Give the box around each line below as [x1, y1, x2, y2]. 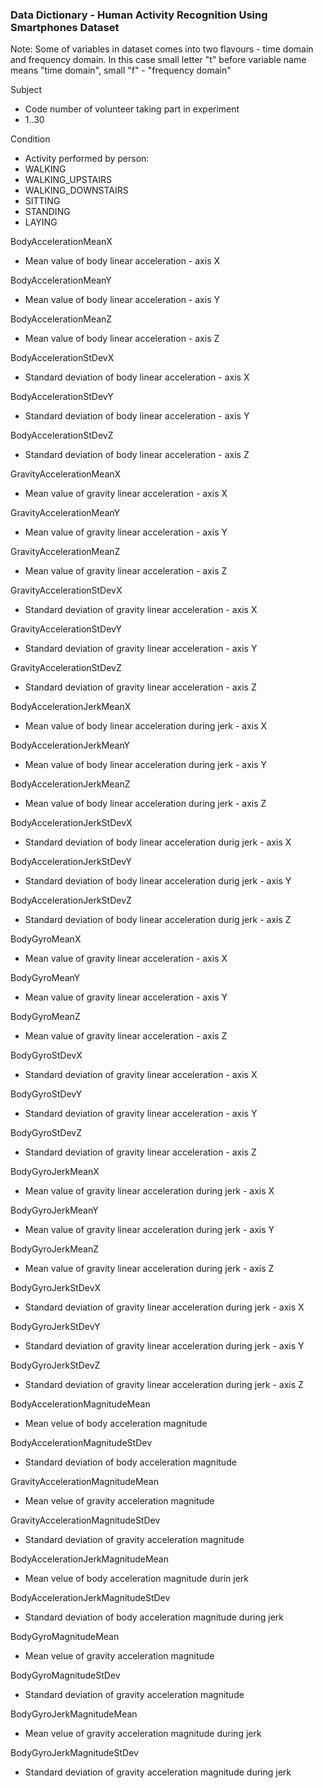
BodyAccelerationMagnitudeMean [10, 1398, 151, 1410]
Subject [10, 84, 42, 96]
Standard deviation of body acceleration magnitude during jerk [24, 1611, 284, 1623]
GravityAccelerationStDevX [10, 584, 123, 597]
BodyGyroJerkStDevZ [10, 1359, 101, 1372]
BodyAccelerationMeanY [10, 274, 112, 287]
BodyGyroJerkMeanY [10, 1204, 99, 1217]
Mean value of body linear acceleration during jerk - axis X [24, 720, 268, 732]
